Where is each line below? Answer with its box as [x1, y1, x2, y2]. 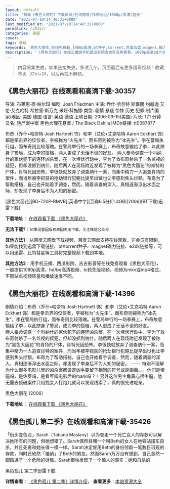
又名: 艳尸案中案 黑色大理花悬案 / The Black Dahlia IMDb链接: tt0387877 [5, 120, 155, 126]
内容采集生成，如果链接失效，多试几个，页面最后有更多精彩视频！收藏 [17, 64, 164, 70]
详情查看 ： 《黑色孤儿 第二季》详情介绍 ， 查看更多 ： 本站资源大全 [5, 478, 142, 484]
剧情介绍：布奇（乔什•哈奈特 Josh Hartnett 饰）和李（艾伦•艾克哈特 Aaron [5, 304, 161, 310]
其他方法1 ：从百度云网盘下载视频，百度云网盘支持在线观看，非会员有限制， [5, 237, 163, 243]
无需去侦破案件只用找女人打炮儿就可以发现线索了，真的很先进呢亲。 [5, 380, 147, 386]
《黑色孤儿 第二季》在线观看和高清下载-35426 [5, 417, 151, 426]
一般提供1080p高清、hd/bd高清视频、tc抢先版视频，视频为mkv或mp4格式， [5, 266, 163, 273]
